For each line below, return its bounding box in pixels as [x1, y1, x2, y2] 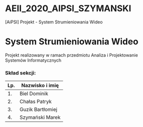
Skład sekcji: [5, 69, 36, 76]
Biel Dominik [19, 91, 48, 97]
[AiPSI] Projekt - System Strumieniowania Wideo [5, 19, 103, 25]
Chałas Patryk [19, 98, 52, 105]
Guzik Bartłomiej [19, 106, 58, 113]
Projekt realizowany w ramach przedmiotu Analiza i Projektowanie [5, 52, 138, 58]
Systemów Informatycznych [5, 57, 62, 63]
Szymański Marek [19, 114, 61, 121]
